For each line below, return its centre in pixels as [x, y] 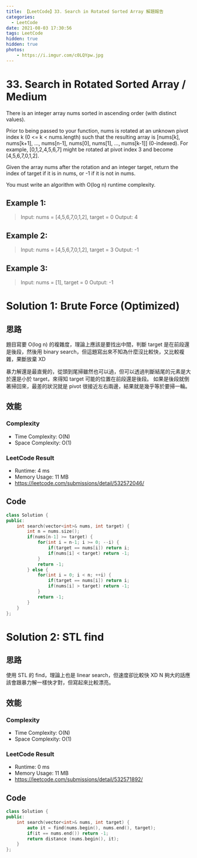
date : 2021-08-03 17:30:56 [39, 28]
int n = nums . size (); [54, 531]
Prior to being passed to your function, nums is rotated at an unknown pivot [97, 130]
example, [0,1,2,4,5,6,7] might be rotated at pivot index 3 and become [90, 149]
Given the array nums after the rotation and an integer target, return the [92, 167]
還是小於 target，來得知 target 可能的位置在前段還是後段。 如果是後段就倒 [100, 379]
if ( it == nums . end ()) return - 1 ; [68, 833]
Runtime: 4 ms [32, 470]
